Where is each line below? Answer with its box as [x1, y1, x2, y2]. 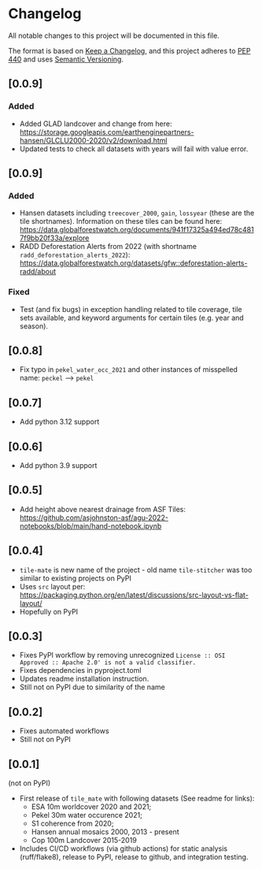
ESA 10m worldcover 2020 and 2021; [31, 802, 152, 811]
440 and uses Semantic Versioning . [8, 54, 124, 64]
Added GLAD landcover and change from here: [19, 119, 172, 128]
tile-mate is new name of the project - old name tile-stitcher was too [19, 565, 253, 574]
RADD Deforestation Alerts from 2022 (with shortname [19, 242, 197, 251]
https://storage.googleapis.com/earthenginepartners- [19, 127, 194, 136]
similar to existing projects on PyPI [19, 573, 132, 583]
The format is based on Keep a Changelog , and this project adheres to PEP [8, 46, 251, 55]
